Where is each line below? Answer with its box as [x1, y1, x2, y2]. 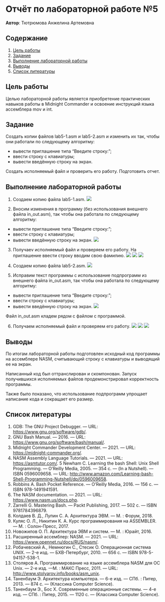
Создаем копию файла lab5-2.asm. [12, 263, 86, 269]
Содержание [5, 34, 48, 42]
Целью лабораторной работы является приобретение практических [5, 95, 150, 102]
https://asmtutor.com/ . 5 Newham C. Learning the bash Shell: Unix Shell [12, 460, 159, 466]
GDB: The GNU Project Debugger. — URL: [12, 423, 98, 429]
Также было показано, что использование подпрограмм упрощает [5, 391, 148, 397]
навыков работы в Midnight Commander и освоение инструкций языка [5, 101, 155, 107]
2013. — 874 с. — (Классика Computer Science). [12, 581, 114, 587]
